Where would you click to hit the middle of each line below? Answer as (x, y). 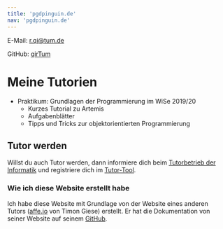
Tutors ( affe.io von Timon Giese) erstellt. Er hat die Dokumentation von (109, 211)
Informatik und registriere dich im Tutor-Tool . (72, 170)
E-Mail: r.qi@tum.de (36, 40)
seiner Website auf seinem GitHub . (57, 218)
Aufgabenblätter (51, 116)
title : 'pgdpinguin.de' (42, 14)
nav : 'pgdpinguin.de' (39, 20)
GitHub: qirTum (29, 54)
